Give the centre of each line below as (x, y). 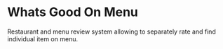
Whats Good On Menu (73, 12)
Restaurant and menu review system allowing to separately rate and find (111, 31)
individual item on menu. (43, 38)
